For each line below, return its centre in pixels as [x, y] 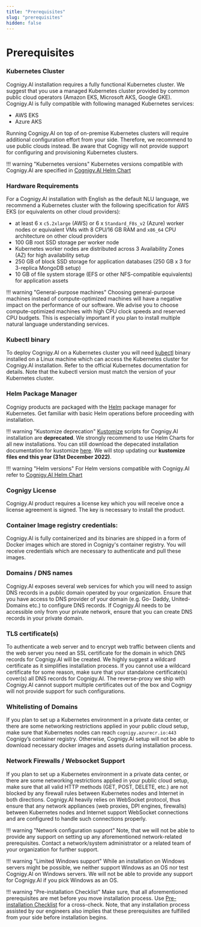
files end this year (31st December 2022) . [59, 457]
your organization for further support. [52, 849]
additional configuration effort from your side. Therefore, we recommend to [99, 139]
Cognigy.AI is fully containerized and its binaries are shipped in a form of [96, 538]
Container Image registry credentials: [62, 525]
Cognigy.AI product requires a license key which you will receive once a [95, 503]
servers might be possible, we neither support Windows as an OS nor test [97, 867]
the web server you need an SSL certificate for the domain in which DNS [96, 653]
